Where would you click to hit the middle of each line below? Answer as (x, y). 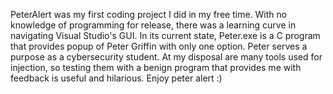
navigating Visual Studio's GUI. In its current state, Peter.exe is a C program (165, 35)
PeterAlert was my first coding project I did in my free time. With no (149, 14)
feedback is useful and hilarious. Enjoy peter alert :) (116, 78)
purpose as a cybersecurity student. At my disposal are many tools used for (166, 57)
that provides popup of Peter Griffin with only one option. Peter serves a (159, 46)
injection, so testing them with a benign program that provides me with (156, 67)
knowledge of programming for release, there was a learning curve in (153, 25)
